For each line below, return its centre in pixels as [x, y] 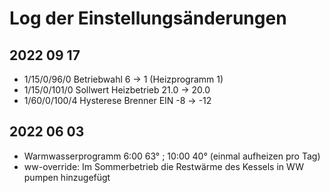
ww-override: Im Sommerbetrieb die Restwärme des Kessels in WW [163, 166]
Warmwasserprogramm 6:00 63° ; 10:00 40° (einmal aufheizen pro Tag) [172, 156]
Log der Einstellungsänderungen [148, 18]
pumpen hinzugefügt [67, 177]
